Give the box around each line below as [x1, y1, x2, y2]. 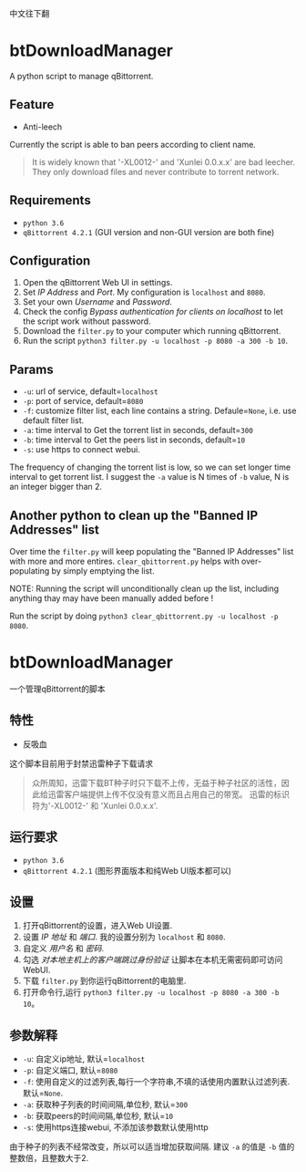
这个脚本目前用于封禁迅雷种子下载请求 [9, 758, 153, 769]
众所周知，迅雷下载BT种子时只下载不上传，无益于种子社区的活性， [31, 777, 282, 788]
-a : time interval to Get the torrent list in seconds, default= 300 [22, 425, 253, 436]
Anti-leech [22, 121, 63, 132]
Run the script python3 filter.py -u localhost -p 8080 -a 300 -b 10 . [22, 336, 289, 347]
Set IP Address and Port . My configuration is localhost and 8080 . [22, 286, 266, 298]
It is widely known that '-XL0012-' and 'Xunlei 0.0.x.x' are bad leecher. [31, 156, 296, 167]
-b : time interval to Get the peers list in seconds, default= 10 [22, 434, 246, 445]
